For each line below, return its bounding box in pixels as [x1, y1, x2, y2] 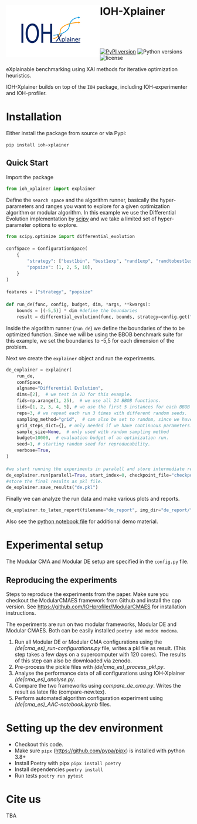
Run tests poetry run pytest [14, 772, 84, 779]
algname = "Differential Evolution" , [16, 386, 104, 391]
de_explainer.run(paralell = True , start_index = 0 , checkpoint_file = [6, 472, 172, 478]
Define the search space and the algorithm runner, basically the [6, 196, 159, 203]
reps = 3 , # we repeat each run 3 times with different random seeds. [16, 410, 188, 416]
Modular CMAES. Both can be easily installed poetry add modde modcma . [6, 627, 179, 634]
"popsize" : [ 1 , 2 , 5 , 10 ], [27, 264, 93, 270]
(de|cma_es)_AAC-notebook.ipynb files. [14, 701, 111, 708]
